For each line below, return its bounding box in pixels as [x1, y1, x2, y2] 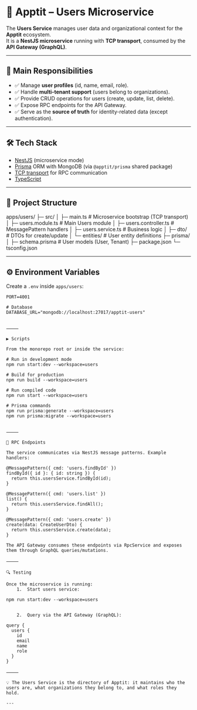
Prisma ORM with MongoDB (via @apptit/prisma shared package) [14, 163, 173, 170]
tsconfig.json [6, 245, 38, 252]
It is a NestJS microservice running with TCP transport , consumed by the [6, 37, 186, 44]
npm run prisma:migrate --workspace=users [6, 413, 111, 419]
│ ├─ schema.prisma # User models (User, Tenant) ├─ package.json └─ [6, 238, 181, 246]
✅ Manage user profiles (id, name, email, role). [14, 82, 129, 89]
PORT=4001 [6, 294, 30, 300]
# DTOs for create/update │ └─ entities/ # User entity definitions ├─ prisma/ [6, 232, 191, 239]
